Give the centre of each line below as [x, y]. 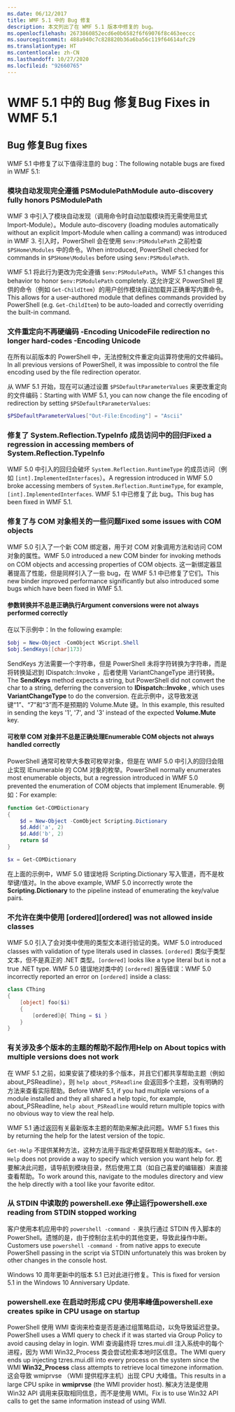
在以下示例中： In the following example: [65, 629]
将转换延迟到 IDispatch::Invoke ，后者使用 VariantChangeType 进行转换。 [113, 672]
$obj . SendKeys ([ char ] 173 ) [45, 649]
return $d [34, 841]
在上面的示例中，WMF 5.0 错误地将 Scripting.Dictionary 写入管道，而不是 [113, 873]
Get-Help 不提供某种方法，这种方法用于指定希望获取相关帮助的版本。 [107, 1150]
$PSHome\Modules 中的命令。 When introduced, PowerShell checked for [108, 250]
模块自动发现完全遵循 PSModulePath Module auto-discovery [111, 191]
